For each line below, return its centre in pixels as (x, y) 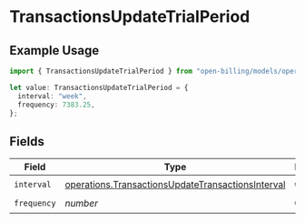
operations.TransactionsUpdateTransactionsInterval (175, 184)
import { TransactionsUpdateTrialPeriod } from (101, 71)
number (81, 203)
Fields (27, 142)
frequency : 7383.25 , (56, 105)
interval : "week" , (53, 96)
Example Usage (54, 51)
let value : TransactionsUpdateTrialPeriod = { (99, 87)
